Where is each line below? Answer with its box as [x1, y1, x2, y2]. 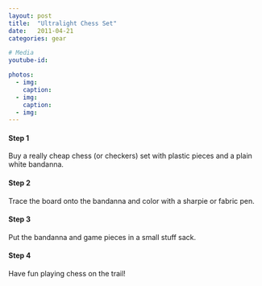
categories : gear [8, 34, 67, 43]
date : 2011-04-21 [8, 27, 74, 35]
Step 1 [8, 133, 30, 143]
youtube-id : [8, 56, 48, 64]
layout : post [8, 11, 52, 20]
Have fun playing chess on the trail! [8, 269, 127, 279]
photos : [8, 71, 35, 79]
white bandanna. [8, 160, 64, 169]
